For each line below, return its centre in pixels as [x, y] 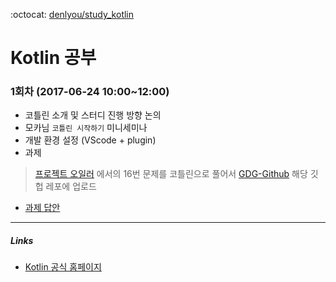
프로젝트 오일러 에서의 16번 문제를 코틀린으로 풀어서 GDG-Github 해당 [171, 174]
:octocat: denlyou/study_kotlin [72, 14]
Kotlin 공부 [53, 58]
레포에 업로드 [71, 186]
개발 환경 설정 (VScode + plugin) [90, 140]
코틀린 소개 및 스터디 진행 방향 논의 [93, 115]
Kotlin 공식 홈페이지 [63, 267]
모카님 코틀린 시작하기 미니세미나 [86, 128]
